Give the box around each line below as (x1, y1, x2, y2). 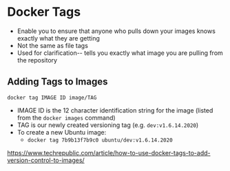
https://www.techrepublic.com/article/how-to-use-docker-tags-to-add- (7, 148, 211, 157)
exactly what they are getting (17, 34, 100, 42)
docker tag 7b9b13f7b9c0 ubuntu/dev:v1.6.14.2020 (27, 137, 174, 144)
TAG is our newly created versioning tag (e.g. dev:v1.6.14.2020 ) (17, 121, 199, 129)
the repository (17, 56, 57, 64)
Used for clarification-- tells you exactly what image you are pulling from (17, 49, 224, 57)
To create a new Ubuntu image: (17, 128, 107, 136)
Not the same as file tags (17, 41, 88, 49)
